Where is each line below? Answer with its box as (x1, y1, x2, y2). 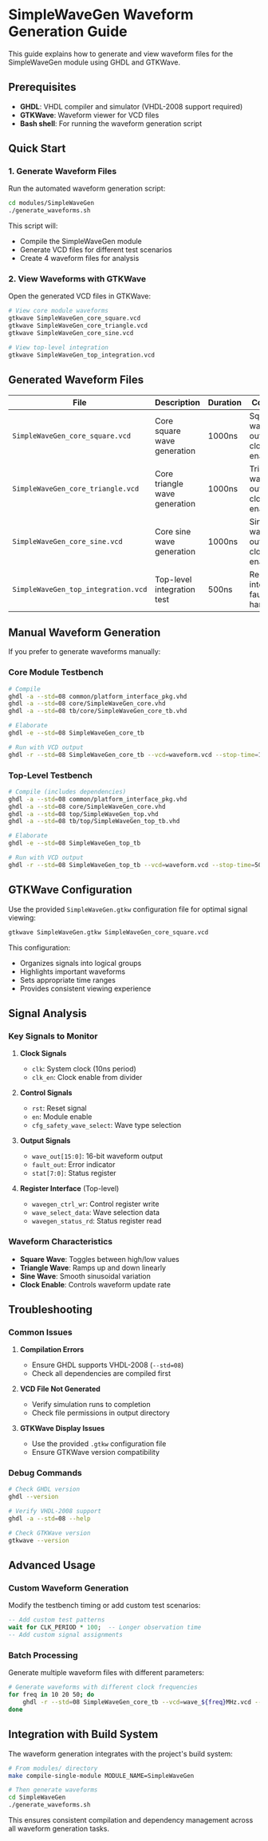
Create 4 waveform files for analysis (19, 254, 140, 263)
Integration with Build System (8, 1728, 159, 1741)
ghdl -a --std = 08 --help (8, 1515, 91, 1523)
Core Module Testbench (8, 667, 104, 678)
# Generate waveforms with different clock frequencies (8, 1683, 198, 1692)
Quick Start (8, 142, 66, 156)
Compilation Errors (19, 1345, 85, 1354)
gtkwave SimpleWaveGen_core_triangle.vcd (8, 321, 148, 330)
